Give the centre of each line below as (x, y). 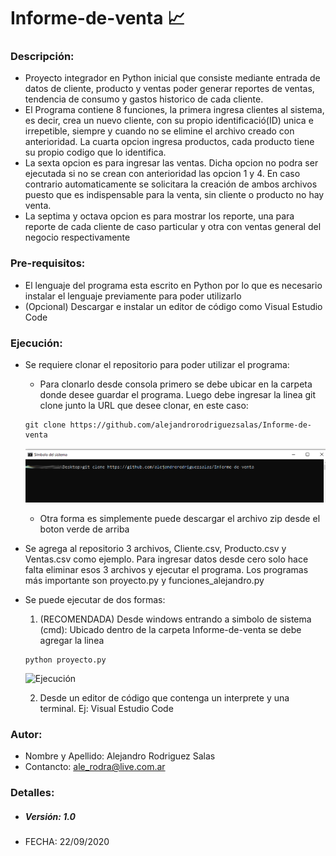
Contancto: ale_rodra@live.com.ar (95, 767)
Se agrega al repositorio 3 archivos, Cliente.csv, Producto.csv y (155, 549)
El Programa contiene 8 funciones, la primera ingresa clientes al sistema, (174, 110)
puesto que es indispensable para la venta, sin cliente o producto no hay (174, 195)
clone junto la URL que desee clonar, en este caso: (144, 406)
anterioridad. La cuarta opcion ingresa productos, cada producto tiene (169, 142)
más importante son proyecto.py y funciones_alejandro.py (144, 581)
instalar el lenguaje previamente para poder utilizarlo (133, 296)
